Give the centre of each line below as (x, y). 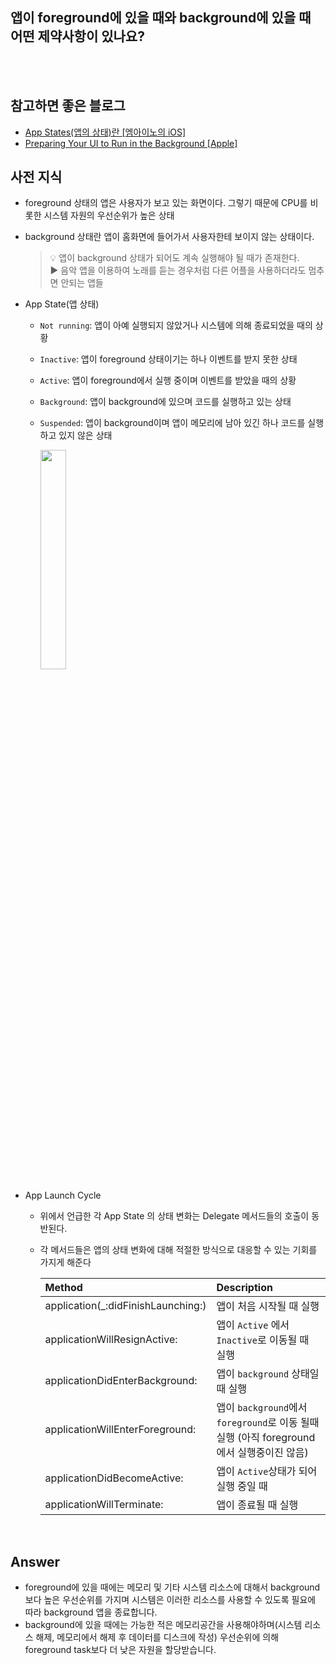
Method (63, 1288)
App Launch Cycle (63, 1195)
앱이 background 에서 (262, 1408)
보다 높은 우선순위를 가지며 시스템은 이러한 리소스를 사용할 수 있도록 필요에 (170, 1600)
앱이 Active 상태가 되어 (267, 1471)
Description (244, 1288)
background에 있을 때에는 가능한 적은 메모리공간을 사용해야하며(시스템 (163, 1625)
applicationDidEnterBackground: (121, 1381)
